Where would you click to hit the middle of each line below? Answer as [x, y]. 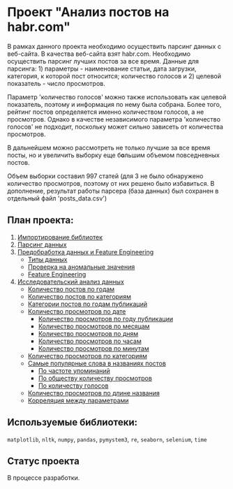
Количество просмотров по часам [90, 341]
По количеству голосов [73, 386]
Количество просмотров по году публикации [105, 319]
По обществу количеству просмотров [95, 378]
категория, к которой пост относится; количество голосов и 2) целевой [114, 76]
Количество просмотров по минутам [94, 348]
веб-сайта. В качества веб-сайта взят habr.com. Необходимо [99, 54]
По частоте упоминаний [74, 370]
